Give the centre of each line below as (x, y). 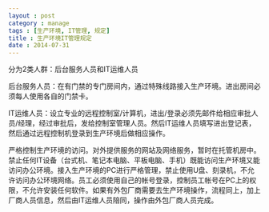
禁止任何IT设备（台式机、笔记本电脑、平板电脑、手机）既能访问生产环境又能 (134, 160)
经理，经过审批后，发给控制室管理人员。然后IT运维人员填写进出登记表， (137, 123)
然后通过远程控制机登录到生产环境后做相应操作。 (89, 134)
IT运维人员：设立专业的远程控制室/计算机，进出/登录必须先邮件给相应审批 (130, 114)
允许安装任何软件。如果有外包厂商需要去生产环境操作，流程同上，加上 (145, 190)
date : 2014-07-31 (39, 46)
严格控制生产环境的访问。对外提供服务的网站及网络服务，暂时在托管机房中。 (134, 150)
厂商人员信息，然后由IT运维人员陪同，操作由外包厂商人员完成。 (113, 200)
